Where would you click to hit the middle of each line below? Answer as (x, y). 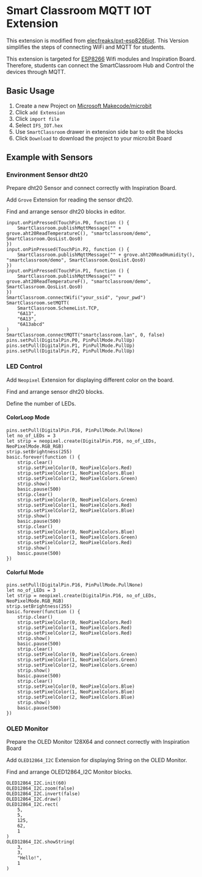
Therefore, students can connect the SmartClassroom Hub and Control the (100, 65)
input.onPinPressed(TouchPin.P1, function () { (68, 271)
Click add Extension (40, 112)
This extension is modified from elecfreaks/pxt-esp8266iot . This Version (98, 40)
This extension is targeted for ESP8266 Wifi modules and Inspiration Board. (101, 59)
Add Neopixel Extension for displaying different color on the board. (90, 380)
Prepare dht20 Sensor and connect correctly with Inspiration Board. (92, 188)
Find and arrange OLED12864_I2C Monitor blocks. (69, 772)
